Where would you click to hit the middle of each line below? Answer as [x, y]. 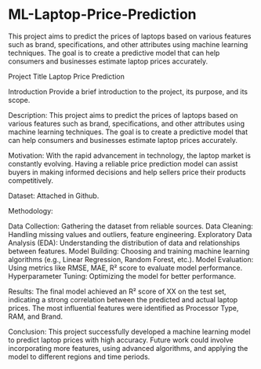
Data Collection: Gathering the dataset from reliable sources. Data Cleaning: [130, 226]
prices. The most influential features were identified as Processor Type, [123, 308]
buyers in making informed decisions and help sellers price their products [127, 172]
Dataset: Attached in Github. [54, 195]
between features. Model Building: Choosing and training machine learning [129, 251]
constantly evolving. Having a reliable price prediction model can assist [123, 163]
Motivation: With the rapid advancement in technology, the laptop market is [129, 155]
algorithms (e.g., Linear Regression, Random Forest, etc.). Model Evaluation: [131, 259]
